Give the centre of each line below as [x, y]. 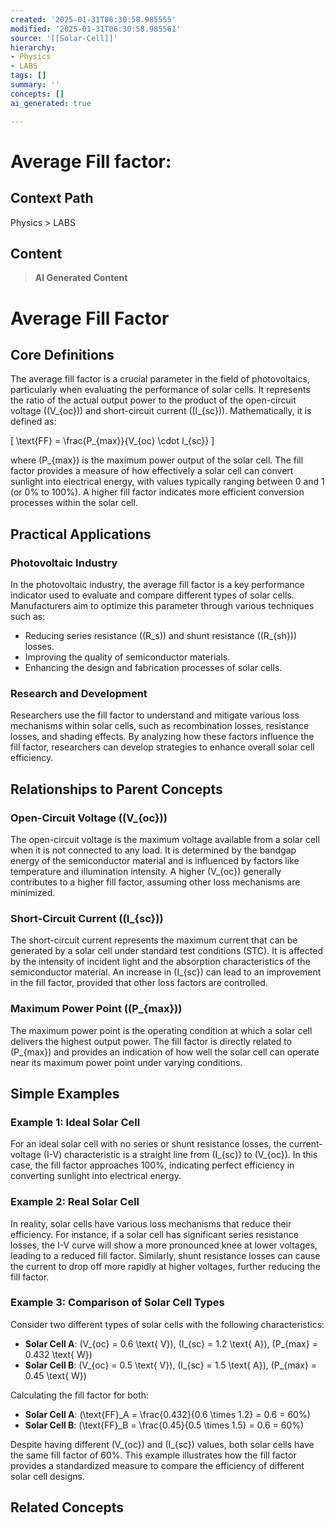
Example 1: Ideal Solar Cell [75, 1122]
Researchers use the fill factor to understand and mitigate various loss [155, 715]
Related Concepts [67, 1507]
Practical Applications [81, 534]
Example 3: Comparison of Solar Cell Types [117, 1303]
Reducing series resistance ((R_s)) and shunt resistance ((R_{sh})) [161, 635]
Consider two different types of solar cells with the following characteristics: [167, 1324]
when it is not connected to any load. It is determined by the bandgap [153, 850]
